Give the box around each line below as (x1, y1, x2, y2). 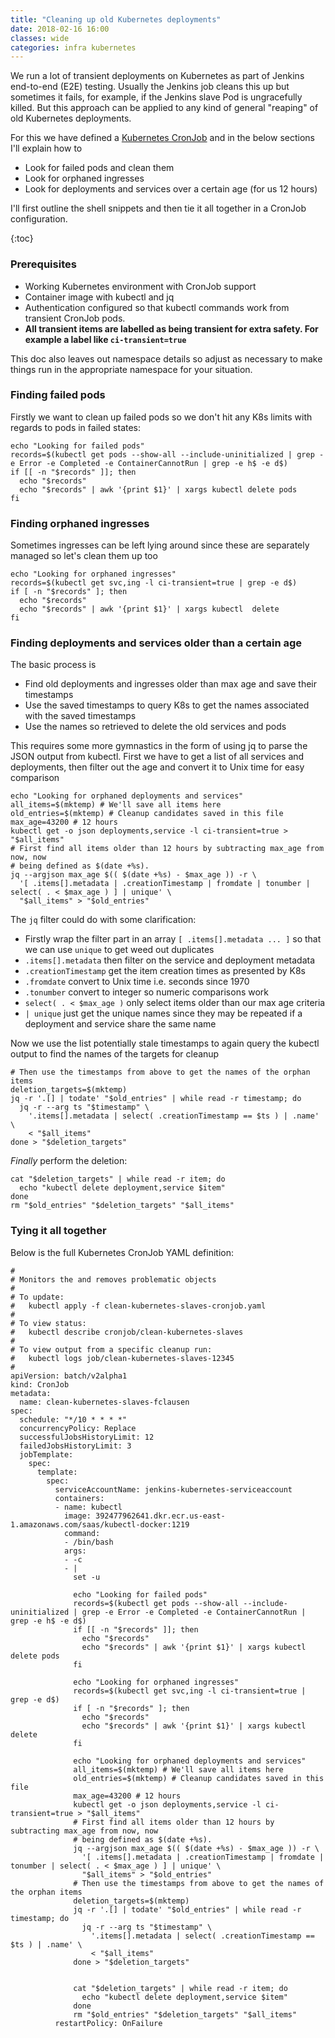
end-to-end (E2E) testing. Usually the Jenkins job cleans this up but (10, 81, 290, 93)
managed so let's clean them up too (10, 550, 158, 562)
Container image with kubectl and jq (24, 291, 175, 303)
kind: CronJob (10, 1379, 70, 1390)
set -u (73, 1572, 101, 1582)
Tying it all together (10, 1224, 107, 1238)
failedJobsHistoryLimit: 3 (19, 1441, 132, 1451)
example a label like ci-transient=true (24, 333, 187, 345)
